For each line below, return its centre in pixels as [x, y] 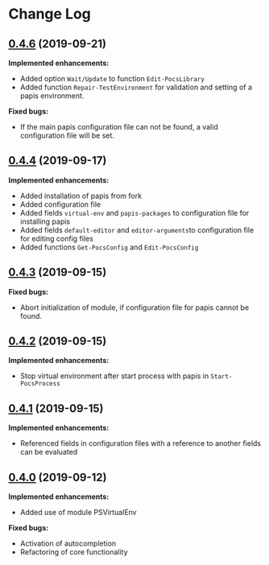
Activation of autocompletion [68, 543]
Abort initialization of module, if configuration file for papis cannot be [134, 307]
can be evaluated [49, 452]
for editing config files [57, 238]
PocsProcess [40, 384]
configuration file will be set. [67, 135]
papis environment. [52, 96]
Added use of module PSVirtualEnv [78, 513]
